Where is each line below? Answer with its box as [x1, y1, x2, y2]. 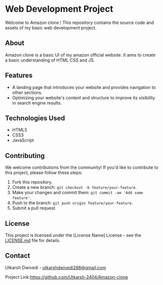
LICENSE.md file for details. [5, 238, 61, 243]
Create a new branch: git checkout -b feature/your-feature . [12, 184, 137, 190]
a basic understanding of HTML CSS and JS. [5, 57, 95, 63]
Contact [5, 252, 30, 260]
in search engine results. [12, 100, 62, 106]
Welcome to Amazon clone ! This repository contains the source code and [5, 20, 154, 25]
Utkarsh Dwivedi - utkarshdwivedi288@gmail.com [5, 264, 106, 270]
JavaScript [12, 137, 34, 143]
